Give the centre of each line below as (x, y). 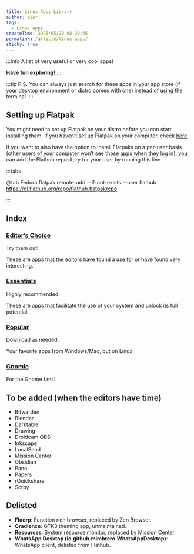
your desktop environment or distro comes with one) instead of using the (94, 90)
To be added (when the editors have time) (84, 398)
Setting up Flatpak (40, 115)
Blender (24, 418)
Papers (23, 474)
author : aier (22, 17)
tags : (13, 22)
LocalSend (28, 450)
